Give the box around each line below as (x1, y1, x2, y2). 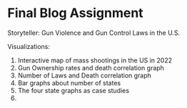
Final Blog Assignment (7, 5, 144, 21)
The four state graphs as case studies (17, 86, 130, 94)
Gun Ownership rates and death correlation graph (17, 63, 164, 72)
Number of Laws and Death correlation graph (17, 71, 152, 80)
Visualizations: (7, 42, 51, 50)
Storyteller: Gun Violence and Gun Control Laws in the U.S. (7, 28, 181, 37)
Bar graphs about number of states (17, 78, 121, 87)
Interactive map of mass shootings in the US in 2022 (17, 55, 173, 65)
